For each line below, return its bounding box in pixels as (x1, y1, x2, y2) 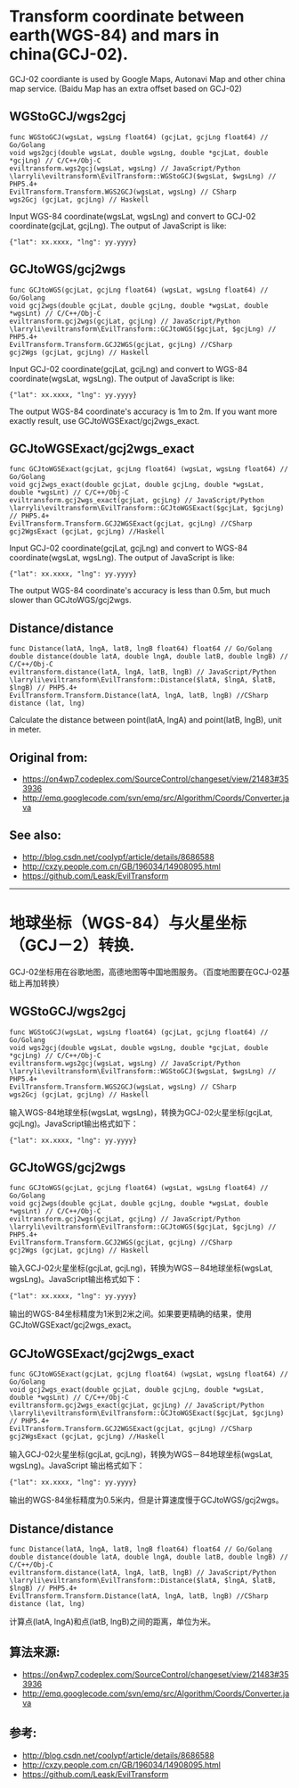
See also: (9, 828, 62, 843)
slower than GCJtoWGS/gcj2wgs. (9, 595, 132, 606)
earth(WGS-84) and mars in (9, 25, 220, 46)
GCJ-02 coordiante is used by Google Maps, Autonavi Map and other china (9, 73, 286, 84)
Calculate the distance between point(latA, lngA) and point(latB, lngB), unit (9, 715, 282, 725)
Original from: (9, 749, 88, 765)
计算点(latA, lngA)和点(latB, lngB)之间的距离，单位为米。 (9, 1617, 216, 1627)
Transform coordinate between (9, 6, 245, 27)
